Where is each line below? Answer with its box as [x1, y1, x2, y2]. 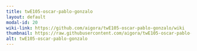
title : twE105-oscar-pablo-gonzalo [6, 8, 93, 15]
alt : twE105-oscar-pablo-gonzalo [6, 36, 88, 42]
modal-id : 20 [6, 19, 38, 25]
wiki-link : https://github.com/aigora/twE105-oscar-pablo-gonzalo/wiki [6, 25, 185, 31]
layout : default [6, 14, 46, 20]
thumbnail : [6, 30, 33, 36]
